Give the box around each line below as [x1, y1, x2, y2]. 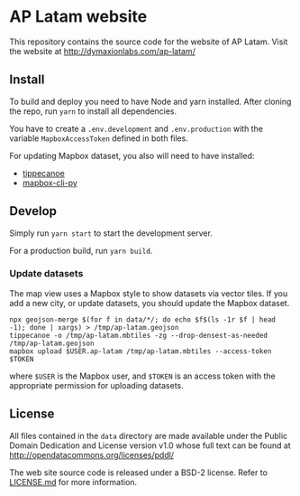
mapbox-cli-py [22, 177, 78, 188]
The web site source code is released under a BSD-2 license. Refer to [9, 467, 268, 478]
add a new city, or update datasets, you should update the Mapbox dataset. [9, 297, 290, 308]
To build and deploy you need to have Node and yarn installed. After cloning [9, 96, 292, 107]
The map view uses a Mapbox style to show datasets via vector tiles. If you [9, 287, 288, 299]
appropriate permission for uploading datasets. [9, 379, 184, 390]
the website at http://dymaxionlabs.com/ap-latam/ [9, 45, 195, 56]
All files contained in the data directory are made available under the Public [9, 430, 288, 441]
